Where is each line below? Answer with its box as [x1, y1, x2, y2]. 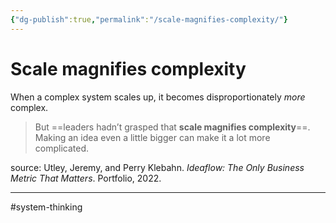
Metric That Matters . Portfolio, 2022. [10, 172, 162, 184]
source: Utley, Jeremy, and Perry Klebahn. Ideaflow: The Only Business [10, 161, 305, 173]
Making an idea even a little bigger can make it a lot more [34, 131, 271, 143]
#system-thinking [10, 201, 83, 213]
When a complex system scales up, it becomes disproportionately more [10, 91, 306, 103]
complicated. [34, 142, 90, 154]
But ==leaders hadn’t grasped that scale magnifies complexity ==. [34, 121, 311, 133]
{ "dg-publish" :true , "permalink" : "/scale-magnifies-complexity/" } [10, 14, 288, 25]
